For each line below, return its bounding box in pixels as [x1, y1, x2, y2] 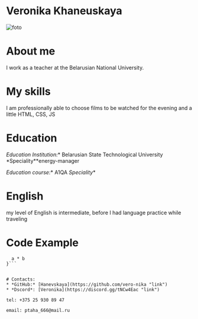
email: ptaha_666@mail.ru [6, 307, 70, 313]
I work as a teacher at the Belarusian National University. [6, 64, 144, 71]
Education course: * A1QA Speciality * [6, 169, 96, 176]
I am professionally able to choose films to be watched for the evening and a [6, 104, 192, 111]
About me [6, 44, 56, 58]
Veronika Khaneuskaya [6, 4, 122, 18]
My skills [6, 85, 51, 98]
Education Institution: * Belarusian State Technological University [6, 151, 164, 158]
